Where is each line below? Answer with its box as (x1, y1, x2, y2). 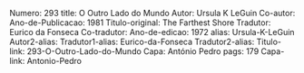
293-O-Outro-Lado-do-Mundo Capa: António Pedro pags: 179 (26, 46, 260, 57)
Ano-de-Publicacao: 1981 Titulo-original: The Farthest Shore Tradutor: (9, 17, 271, 28)
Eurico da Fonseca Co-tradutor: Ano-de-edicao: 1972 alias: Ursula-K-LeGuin (9, 27, 295, 37)
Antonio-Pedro (26, 56, 83, 66)
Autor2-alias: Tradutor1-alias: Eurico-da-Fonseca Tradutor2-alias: (9, 36, 255, 47)
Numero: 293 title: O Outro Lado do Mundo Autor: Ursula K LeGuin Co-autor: (9, 8, 296, 18)
